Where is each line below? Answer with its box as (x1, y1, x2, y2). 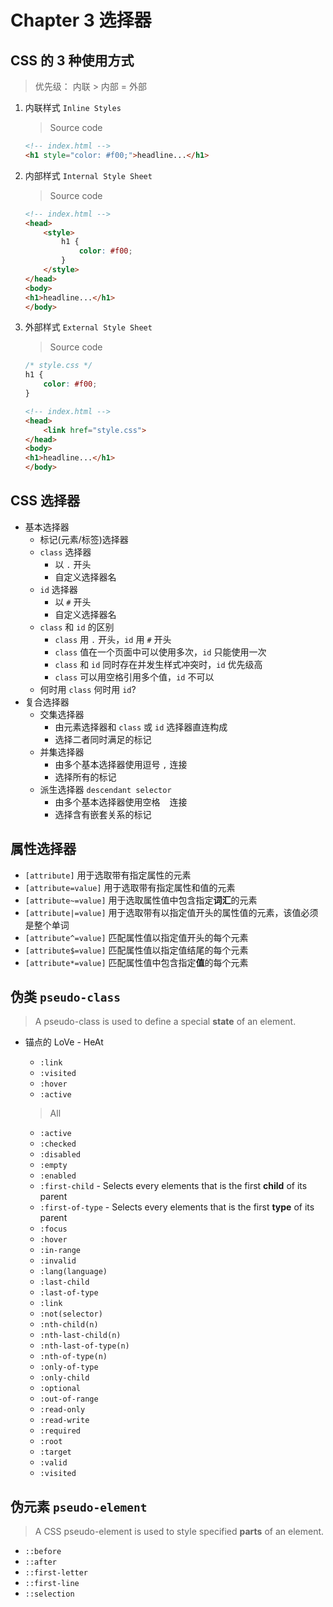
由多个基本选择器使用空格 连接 (54, 796, 188, 808)
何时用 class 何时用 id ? (39, 683, 137, 695)
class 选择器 (39, 546, 92, 558)
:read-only (39, 1405, 86, 1415)
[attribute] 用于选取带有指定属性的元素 (24, 869, 192, 881)
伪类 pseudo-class (10, 989, 121, 1006)
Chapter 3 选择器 (10, 9, 152, 32)
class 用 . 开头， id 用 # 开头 (54, 633, 172, 645)
